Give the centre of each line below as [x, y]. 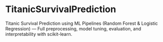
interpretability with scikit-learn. [39, 34]
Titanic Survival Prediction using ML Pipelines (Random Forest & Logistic [82, 23]
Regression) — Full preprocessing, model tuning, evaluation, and [73, 28]
